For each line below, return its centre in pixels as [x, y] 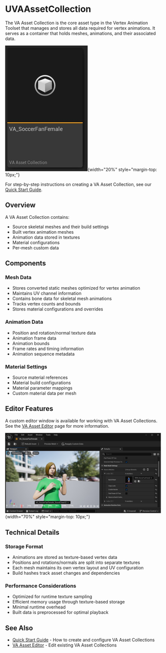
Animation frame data [34, 338]
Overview [21, 205]
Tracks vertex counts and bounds [46, 304]
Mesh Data [19, 277]
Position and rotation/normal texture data [54, 333]
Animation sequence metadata [43, 354]
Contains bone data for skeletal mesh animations [62, 299]
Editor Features [29, 409]
